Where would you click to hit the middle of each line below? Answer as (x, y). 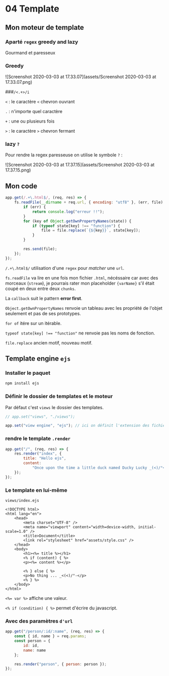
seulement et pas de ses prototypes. (43, 313)
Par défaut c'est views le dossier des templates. (55, 407)
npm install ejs (22, 383)
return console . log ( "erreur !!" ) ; (68, 212)
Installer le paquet (28, 373)
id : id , (31, 645)
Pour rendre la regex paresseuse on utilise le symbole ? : (64, 155)
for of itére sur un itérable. (33, 323)
